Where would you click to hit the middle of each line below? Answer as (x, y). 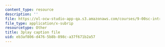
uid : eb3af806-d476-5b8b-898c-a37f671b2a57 (50, 37)
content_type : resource (29, 10)
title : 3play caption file (33, 32)
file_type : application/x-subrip (39, 23)
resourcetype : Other (26, 28)
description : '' (22, 14)
